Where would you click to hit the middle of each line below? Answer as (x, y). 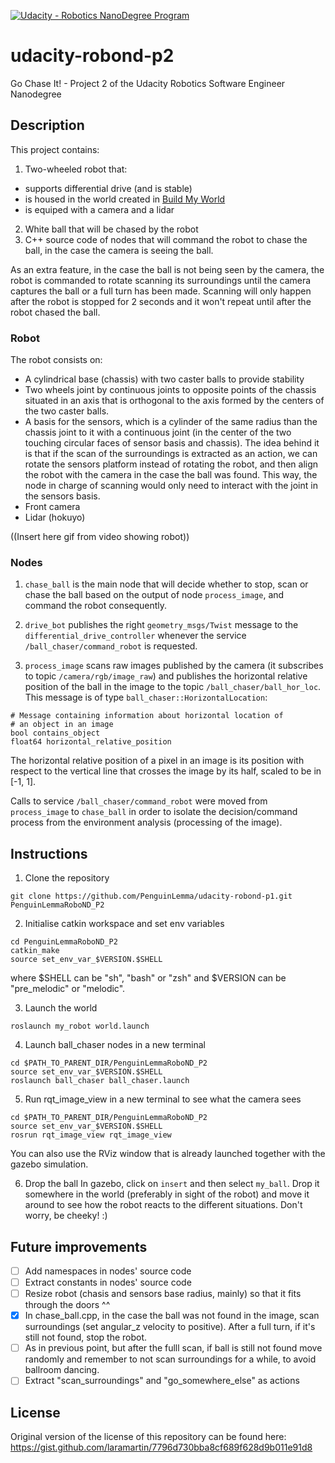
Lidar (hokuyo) (55, 517)
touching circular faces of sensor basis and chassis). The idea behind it (172, 443)
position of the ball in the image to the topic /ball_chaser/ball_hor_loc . (173, 687)
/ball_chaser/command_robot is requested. (111, 646)
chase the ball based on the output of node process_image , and (154, 595)
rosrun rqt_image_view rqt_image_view (91, 1135)
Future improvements (79, 1246)
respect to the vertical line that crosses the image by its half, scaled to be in (166, 771)
